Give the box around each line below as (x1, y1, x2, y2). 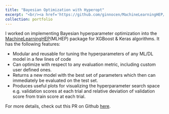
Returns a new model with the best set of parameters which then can (12, 72, 156, 78)
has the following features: (5, 41, 60, 47)
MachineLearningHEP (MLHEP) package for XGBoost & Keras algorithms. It (5, 36, 159, 42)
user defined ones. (12, 67, 52, 73)
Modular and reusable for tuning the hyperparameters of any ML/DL (12, 51, 153, 57)
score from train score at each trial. (12, 93, 86, 99)
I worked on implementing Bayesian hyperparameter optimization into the (5, 31, 157, 37)
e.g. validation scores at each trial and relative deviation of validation (12, 88, 155, 94)
